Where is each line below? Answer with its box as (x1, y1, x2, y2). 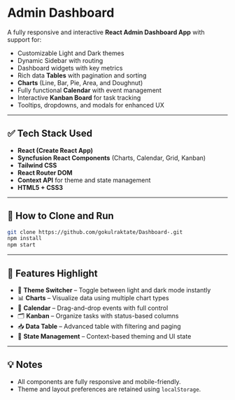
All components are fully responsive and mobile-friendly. (17, 377, 181, 385)
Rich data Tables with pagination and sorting (17, 71, 147, 80)
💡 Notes (7, 359, 43, 371)
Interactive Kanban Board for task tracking (17, 93, 141, 102)
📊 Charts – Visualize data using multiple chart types (17, 294, 169, 302)
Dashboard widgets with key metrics (17, 64, 123, 72)
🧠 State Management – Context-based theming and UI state (17, 332, 192, 340)
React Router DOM (17, 168, 73, 177)
